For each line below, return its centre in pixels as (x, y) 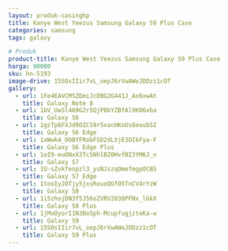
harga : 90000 (30, 67)
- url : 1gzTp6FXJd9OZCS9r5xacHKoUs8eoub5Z (86, 126)
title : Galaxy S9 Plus (60, 235)
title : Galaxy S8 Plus (60, 206)
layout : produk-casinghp (49, 15)
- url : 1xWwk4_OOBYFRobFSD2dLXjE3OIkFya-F (86, 140)
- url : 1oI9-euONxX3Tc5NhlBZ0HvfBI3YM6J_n (86, 155)
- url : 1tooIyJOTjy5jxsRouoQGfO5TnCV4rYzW (86, 184)
